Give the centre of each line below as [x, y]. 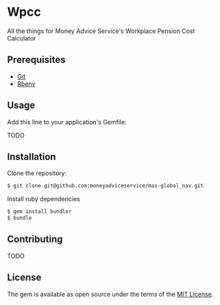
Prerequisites [36, 60]
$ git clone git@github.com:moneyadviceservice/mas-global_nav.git [106, 186]
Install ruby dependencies [44, 199]
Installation [32, 156]
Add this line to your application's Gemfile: [67, 122]
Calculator [22, 38]
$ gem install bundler [39, 212]
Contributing [35, 239]
